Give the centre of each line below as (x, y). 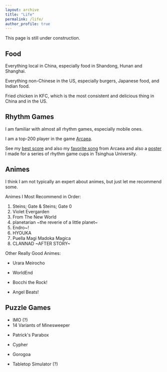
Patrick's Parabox (30, 335)
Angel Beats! (25, 292)
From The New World (34, 217)
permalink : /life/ (24, 19)
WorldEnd (22, 272)
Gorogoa (21, 354)
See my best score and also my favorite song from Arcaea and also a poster (83, 148)
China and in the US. (26, 101)
